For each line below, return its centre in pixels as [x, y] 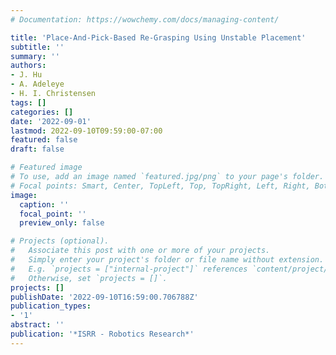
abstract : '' [37, 325]
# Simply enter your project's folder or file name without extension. [167, 260]
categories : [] [42, 112]
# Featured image [46, 167]
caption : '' [44, 204]
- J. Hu [26, 75]
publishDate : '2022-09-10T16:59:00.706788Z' [104, 297]
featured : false [44, 140]
